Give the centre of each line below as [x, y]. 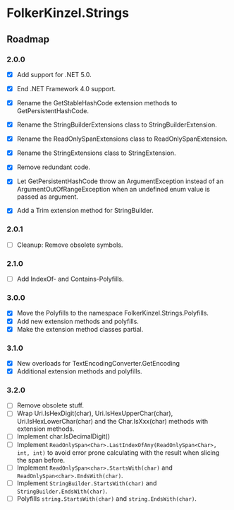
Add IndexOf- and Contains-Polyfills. [70, 279]
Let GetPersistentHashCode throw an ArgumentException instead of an [120, 181]
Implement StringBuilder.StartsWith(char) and [87, 483]
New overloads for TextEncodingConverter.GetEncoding [98, 363]
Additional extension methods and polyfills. [79, 371]
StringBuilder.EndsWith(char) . [62, 491]
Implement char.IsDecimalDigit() [63, 436]
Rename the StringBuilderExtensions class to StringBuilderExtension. [117, 124]
